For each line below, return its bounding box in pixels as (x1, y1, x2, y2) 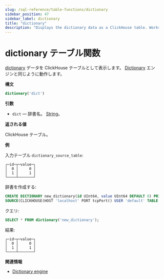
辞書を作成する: (5, 184, 37, 190)
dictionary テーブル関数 (5, 48, 101, 59)
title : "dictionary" (5, 20, 47, 26)
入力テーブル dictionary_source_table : (5, 152, 83, 158)
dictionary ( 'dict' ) (5, 91, 45, 96)
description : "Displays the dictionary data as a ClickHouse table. (5, 25, 147, 30)
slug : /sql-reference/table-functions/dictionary (5, 7, 108, 12)
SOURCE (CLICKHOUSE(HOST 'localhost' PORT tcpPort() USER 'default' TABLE (5, 198, 159, 203)
